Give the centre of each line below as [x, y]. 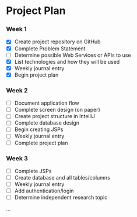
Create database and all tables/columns [62, 177]
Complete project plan [41, 143]
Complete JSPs [33, 171]
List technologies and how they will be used [67, 61]
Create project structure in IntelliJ [55, 116]
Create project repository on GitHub [57, 42]
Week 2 [17, 90]
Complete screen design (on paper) [57, 110]
